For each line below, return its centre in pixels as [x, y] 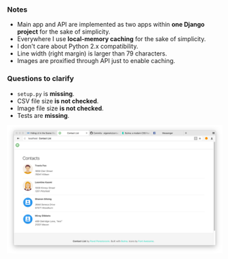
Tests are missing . [43, 115]
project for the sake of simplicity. [63, 32]
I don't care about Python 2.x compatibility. [77, 47]
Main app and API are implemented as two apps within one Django [111, 25]
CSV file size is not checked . [58, 101]
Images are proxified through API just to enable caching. [96, 61]
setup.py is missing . [46, 93]
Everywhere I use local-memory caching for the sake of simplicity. [111, 39]
